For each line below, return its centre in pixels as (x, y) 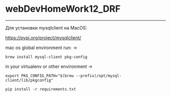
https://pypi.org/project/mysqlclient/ (43, 38)
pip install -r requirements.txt (41, 89)
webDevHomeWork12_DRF (63, 9)
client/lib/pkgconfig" (29, 80)
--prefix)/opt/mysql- (99, 76)
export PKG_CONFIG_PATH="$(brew (39, 76)
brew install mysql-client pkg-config (46, 57)
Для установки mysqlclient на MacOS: (46, 28)
